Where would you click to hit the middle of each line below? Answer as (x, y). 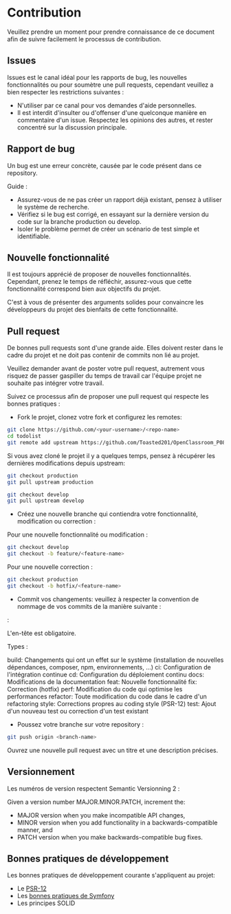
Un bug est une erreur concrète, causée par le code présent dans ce (104, 165)
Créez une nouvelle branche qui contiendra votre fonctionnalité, (107, 514)
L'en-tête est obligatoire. (42, 633)
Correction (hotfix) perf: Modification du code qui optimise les (95, 689)
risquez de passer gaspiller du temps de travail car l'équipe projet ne (104, 376)
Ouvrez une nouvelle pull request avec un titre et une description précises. (113, 750)
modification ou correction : (56, 521)
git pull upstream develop (46, 501)
